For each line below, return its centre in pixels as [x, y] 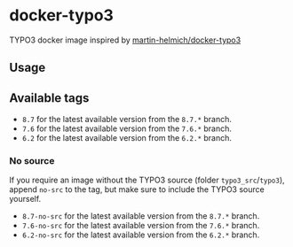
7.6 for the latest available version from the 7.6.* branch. [127, 128]
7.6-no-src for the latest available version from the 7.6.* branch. [141, 226]
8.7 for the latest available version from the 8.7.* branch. [127, 120]
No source [32, 161]
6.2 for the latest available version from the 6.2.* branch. [127, 138]
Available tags [49, 98]
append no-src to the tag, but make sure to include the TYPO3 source [137, 189]
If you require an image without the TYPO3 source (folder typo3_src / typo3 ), [147, 180]
